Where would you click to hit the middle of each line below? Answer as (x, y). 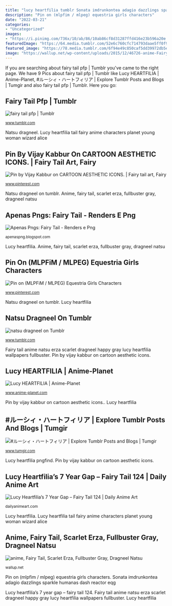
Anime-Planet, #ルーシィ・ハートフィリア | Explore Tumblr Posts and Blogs (85, 79)
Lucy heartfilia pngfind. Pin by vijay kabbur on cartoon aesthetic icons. (80, 461)
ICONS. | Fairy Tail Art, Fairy (51, 162)
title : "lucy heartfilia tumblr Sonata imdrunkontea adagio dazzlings (82, 10)
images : (14, 34)
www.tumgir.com (20, 451)
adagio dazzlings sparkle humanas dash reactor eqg (61, 582)
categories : (18, 24)
